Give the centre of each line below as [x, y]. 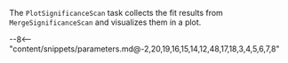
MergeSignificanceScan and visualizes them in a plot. [105, 22]
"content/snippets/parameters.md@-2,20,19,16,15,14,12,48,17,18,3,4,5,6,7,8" [144, 49]
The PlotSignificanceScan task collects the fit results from [116, 13]
